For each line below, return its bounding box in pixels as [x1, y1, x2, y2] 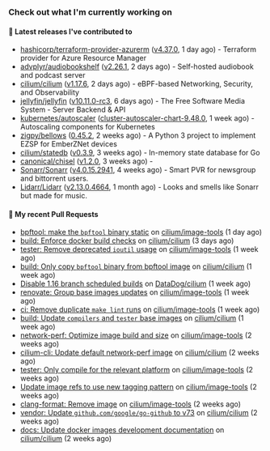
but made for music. [19, 191, 87, 201]
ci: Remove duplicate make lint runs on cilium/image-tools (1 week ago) [19, 304, 260, 314]
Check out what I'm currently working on [8, 6, 172, 18]
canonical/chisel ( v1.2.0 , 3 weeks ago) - [19, 156, 154, 166]
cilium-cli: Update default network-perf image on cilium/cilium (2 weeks [19, 347, 260, 358]
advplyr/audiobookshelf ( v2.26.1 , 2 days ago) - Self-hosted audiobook [19, 62, 255, 71]
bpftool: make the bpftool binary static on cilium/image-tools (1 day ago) [19, 228, 263, 237]
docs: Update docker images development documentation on [19, 425, 225, 435]
